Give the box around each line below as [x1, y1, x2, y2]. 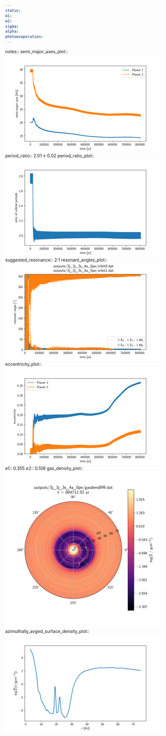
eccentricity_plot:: [5, 361, 42, 367]
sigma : [5, 24, 19, 29]
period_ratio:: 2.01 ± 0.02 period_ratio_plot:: [5, 153, 94, 159]
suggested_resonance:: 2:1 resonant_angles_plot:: [5, 257, 108, 263]
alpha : [5, 29, 19, 34]
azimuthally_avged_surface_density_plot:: [5, 629, 89, 634]
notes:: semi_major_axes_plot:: [5, 49, 68, 54]
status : [5, 8, 21, 13]
